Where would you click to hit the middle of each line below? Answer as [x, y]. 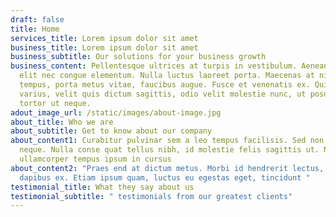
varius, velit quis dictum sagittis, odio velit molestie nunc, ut [163, 94]
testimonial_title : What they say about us [102, 187]
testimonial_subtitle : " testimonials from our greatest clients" [151, 196]
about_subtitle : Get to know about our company [111, 131]
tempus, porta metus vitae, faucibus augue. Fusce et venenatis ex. [165, 85]
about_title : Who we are [62, 122]
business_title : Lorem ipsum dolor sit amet [104, 47]
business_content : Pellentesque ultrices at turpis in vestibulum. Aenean [169, 66]
